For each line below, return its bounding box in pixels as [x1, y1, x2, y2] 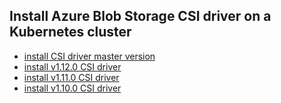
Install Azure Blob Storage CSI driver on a [9, 8, 272, 25]
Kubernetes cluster [9, 24, 132, 41]
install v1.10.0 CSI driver [23, 82, 122, 94]
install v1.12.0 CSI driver [23, 60, 122, 73]
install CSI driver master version [23, 50, 156, 62]
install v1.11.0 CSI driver [23, 71, 120, 83]
